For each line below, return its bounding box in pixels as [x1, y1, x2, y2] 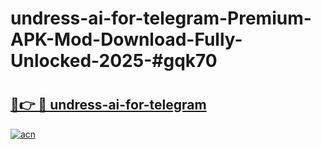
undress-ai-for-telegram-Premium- [10, 7, 312, 30]
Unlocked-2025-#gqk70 [10, 50, 218, 72]
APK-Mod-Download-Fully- [10, 28, 243, 51]
